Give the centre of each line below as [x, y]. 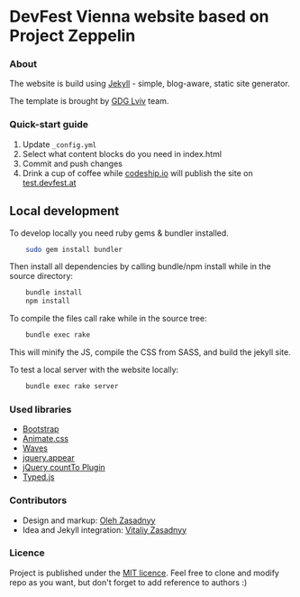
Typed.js [38, 477]
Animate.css [45, 439]
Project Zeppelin [73, 36]
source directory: [41, 276]
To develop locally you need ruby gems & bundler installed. [119, 233]
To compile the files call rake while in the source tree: [108, 319]
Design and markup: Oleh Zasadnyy [89, 520]
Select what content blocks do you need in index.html [122, 154]
